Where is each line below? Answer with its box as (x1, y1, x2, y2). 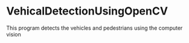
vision (6, 30, 21, 38)
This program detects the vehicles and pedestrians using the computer (6, 24, 183, 31)
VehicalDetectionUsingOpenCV (6, 4, 168, 18)
